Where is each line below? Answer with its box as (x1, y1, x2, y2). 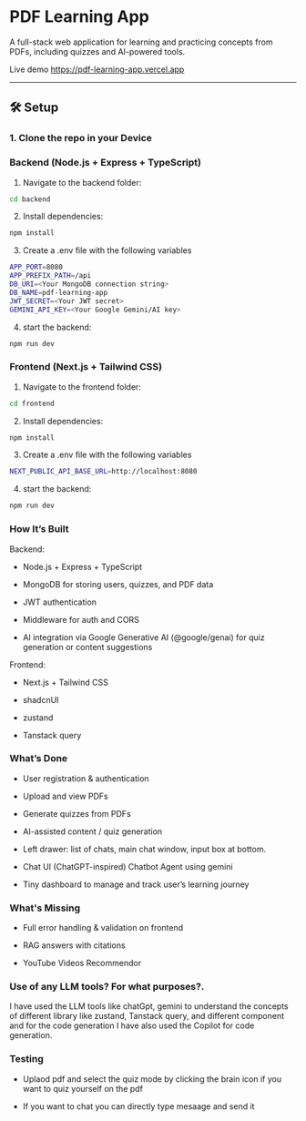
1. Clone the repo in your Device (9, 132, 152, 145)
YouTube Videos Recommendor (22, 958, 142, 969)
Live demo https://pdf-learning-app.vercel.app (9, 64, 185, 75)
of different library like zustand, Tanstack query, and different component (9, 1011, 285, 1022)
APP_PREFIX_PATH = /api (9, 271, 92, 280)
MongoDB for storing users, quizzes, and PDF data (22, 578, 214, 589)
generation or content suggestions (22, 641, 153, 652)
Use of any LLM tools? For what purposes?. (9, 981, 205, 994)
